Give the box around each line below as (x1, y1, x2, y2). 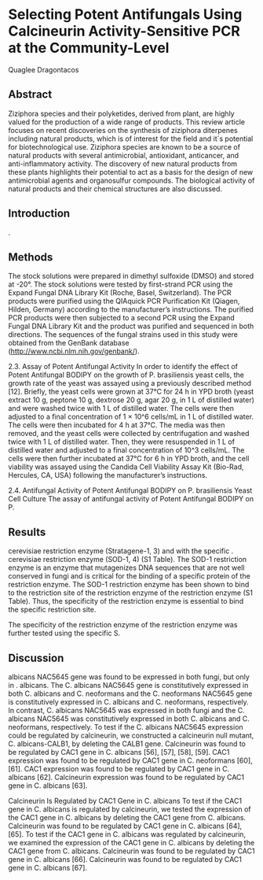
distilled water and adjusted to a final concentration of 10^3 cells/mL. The (8, 446, 245, 455)
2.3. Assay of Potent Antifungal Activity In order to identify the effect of (8, 362, 238, 372)
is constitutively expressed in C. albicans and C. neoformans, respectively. (8, 697, 249, 706)
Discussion (8, 651, 64, 664)
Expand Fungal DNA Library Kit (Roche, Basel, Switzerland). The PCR (8, 288, 232, 298)
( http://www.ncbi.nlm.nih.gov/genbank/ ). (8, 346, 140, 356)
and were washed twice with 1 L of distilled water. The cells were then (8, 404, 234, 413)
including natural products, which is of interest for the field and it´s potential (8, 134, 254, 143)
